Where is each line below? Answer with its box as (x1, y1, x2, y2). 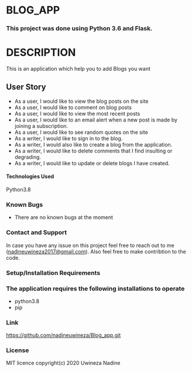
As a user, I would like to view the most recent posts (14, 110, 140, 117)
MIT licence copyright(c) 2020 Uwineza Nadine (6, 360, 121, 367)
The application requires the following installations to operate (6, 284, 185, 293)
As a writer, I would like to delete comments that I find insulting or (14, 147, 173, 154)
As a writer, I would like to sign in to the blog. (14, 135, 123, 142)
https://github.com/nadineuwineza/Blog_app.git (6, 332, 121, 339)
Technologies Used (6, 173, 54, 180)
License (6, 346, 29, 354)
